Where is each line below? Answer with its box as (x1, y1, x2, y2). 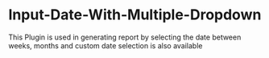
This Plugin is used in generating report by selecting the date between (8, 32, 242, 42)
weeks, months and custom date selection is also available (8, 40, 203, 50)
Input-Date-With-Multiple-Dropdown (8, 6, 262, 24)
